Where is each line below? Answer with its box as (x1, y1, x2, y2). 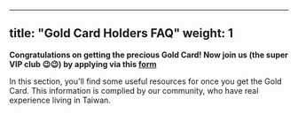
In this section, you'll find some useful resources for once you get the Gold (9, 76, 282, 87)
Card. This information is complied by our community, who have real (9, 85, 259, 95)
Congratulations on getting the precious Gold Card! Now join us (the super (9, 49, 288, 60)
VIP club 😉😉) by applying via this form (9, 58, 157, 69)
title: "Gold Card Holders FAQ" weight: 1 (9, 26, 233, 41)
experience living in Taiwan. (9, 95, 111, 105)
